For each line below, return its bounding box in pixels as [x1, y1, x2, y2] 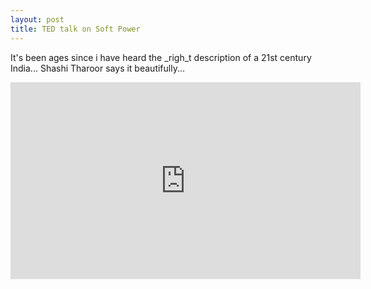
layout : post [10, 14, 65, 25]
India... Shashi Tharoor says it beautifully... [10, 62, 186, 74]
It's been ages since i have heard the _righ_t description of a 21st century [10, 51, 312, 63]
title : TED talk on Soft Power [10, 24, 141, 34]
